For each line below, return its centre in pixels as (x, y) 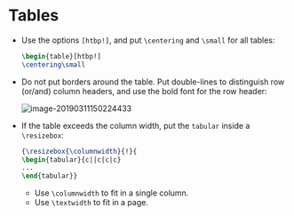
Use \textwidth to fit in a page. (91, 203)
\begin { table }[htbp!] (61, 56)
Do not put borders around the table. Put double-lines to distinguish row (153, 82)
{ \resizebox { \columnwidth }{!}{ (79, 151)
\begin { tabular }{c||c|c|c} (71, 160)
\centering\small (53, 64)
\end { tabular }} (49, 176)
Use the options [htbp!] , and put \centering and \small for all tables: (148, 40)
